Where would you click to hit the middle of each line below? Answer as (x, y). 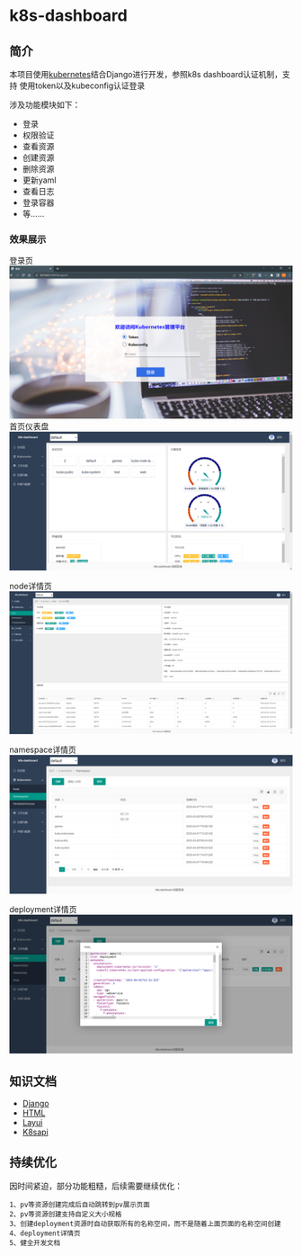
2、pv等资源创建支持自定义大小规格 (66, 1214)
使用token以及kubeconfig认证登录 (82, 85)
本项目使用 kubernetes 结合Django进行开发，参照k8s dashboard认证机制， (146, 74)
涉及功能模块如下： (45, 105)
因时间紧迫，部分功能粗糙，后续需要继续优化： (96, 1186)
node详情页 (31, 587)
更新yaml (39, 180)
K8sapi (36, 1132)
